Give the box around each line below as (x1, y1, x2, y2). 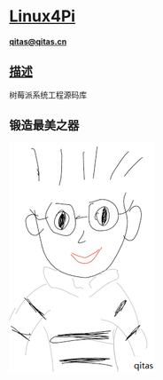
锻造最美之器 (9, 117, 80, 132)
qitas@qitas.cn (9, 36, 67, 46)
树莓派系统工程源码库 (9, 89, 87, 99)
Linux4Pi (9, 6, 76, 27)
